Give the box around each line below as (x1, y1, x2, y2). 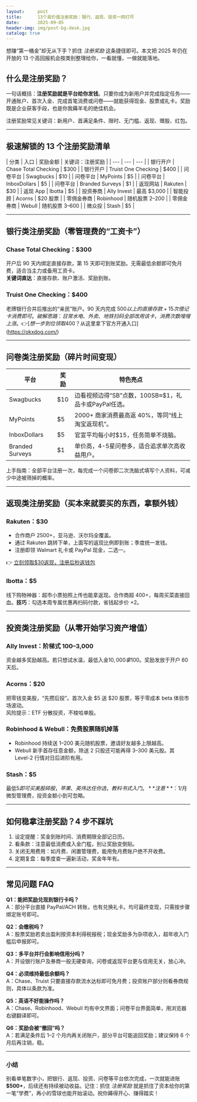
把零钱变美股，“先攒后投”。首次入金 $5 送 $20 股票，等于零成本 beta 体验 (6, 694, 184, 701)
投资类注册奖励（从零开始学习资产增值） (6, 623, 152, 633)
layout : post (6, 8, 49, 15)
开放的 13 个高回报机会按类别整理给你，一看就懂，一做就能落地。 (6, 55, 163, 62)
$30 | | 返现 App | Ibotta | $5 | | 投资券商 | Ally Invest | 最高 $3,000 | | (6, 187, 172, 194)
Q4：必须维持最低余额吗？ (6, 970, 70, 977)
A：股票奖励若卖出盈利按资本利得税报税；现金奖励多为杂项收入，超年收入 (6, 930, 184, 937)
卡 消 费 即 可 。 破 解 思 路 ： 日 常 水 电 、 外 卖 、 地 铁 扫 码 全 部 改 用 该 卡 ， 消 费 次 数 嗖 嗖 (6, 312, 191, 320)
